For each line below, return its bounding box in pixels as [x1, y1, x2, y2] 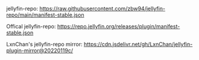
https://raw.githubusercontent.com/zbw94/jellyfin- [39, 5, 166, 12]
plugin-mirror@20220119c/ [6, 47, 74, 54]
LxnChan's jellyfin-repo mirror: [6, 41, 83, 48]
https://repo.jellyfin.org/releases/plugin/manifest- [57, 23, 180, 30]
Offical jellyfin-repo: [6, 23, 56, 30]
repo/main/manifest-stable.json [6, 11, 84, 18]
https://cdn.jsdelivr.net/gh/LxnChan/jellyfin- [83, 41, 193, 48]
